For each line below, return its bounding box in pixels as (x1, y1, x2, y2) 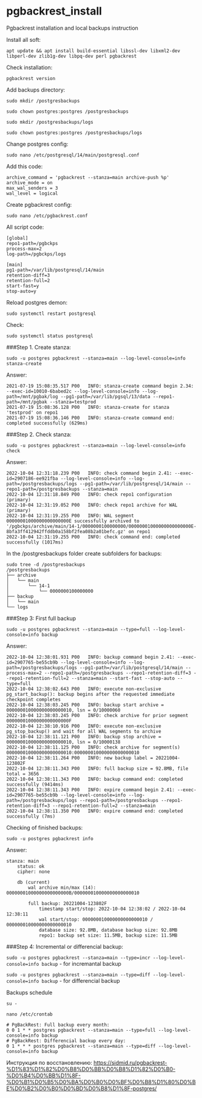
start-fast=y (6, 283, 39, 289)
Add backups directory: (6, 86, 66, 93)
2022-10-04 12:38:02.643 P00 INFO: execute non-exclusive (6, 685, 162, 692)
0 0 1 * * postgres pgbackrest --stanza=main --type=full (6, 1027, 156, 1033)
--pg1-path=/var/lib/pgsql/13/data (60, 393, 150, 400)
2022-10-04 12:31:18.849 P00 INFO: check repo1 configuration (6, 491, 172, 497)
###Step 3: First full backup (6, 615, 76, 622)
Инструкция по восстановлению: (6, 1059, 92, 1066)
